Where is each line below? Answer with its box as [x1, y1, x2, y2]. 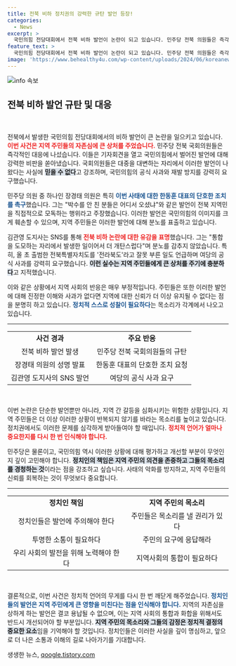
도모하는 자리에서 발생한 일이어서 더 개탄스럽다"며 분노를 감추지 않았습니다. [14, 241, 220, 250]
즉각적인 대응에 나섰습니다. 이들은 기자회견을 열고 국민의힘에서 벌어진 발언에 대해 [7, 150, 229, 158]
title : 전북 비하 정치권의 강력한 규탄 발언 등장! [7, 10, 133, 18]
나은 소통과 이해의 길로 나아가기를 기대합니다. [22, 635, 146, 643]
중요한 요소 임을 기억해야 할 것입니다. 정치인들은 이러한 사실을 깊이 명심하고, [7, 627, 213, 635]
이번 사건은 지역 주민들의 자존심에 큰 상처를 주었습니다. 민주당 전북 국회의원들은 [7, 141, 223, 150]
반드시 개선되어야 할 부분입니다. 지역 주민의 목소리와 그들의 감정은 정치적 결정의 [7, 617, 223, 626]
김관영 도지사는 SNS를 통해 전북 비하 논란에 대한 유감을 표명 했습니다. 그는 [7, 233, 208, 241]
